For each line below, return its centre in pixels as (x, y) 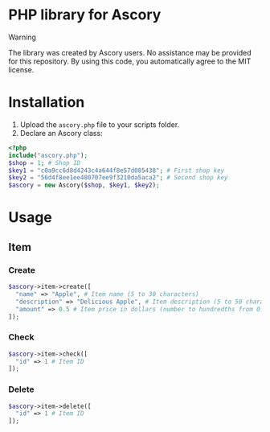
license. (21, 69)
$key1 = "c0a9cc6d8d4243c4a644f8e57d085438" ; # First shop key (117, 171)
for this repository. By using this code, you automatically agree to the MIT (130, 61)
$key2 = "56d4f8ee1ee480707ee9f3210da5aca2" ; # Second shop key (118, 178)
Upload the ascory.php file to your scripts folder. (100, 124)
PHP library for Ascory (85, 15)
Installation (47, 103)
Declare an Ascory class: (61, 133)
